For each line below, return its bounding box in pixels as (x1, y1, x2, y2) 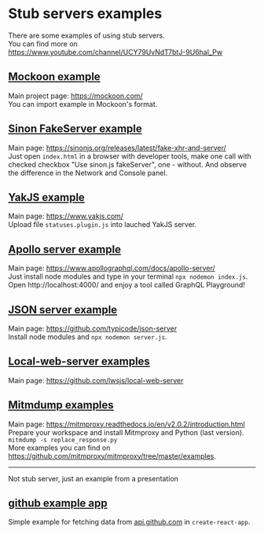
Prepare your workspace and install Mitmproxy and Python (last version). (8, 427, 245, 437)
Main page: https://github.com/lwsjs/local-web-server (8, 375, 184, 385)
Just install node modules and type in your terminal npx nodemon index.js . (8, 272, 248, 281)
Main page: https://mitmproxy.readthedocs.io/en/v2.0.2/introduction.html (8, 419, 245, 429)
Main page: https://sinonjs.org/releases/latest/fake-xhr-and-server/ (8, 143, 226, 152)
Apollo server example (8, 243, 122, 256)
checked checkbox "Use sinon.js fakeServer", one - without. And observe (8, 159, 247, 169)
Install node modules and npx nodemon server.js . (8, 332, 167, 342)
